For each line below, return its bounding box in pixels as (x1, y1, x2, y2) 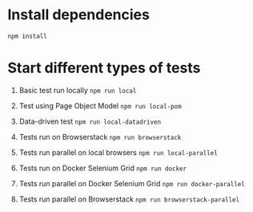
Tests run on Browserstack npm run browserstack (18, 132, 182, 141)
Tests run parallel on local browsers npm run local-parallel (18, 147, 218, 157)
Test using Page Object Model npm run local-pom (18, 100, 182, 110)
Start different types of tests (7, 59, 201, 77)
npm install (7, 32, 47, 40)
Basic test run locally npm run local (18, 85, 137, 95)
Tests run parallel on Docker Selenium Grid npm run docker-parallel (18, 178, 245, 188)
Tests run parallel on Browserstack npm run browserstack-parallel (18, 194, 240, 204)
